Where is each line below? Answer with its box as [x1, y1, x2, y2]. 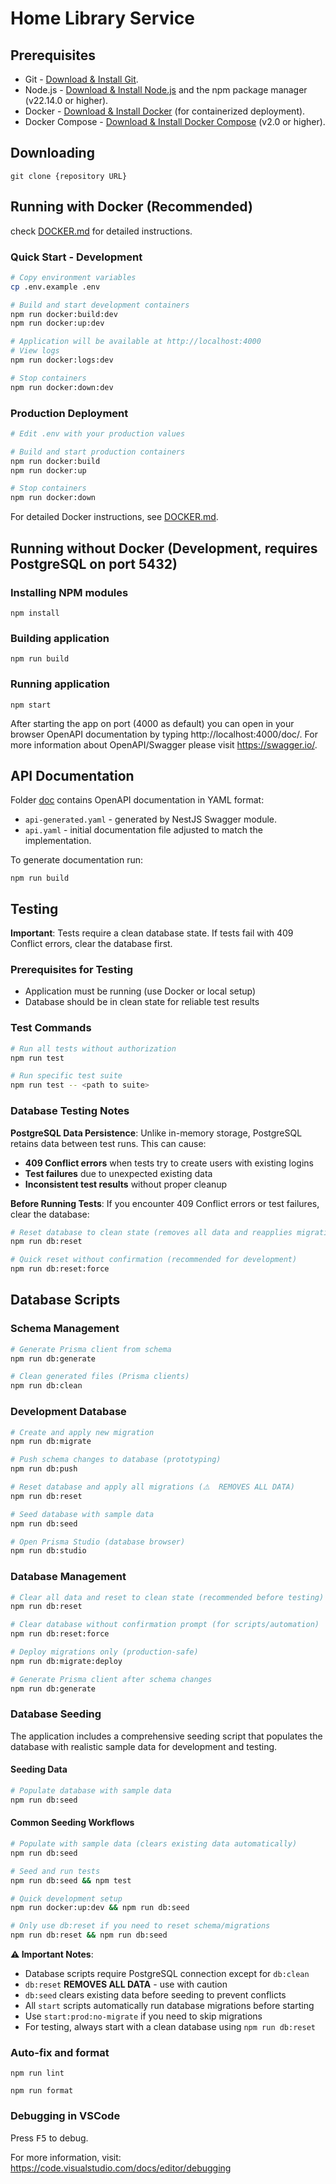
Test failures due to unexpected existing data [24, 1167, 213, 1179]
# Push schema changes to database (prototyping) [10, 1455, 222, 1465]
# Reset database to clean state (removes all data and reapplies [10, 1227, 293, 1237]
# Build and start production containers [10, 447, 186, 457]
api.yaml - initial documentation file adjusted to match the [24, 824, 263, 836]
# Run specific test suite [10, 1071, 123, 1081]
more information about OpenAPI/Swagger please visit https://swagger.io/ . [10, 738, 318, 751]
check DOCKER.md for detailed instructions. [10, 225, 193, 237]
